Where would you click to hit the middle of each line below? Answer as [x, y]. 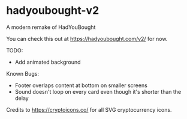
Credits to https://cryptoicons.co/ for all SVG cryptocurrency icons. [89, 109]
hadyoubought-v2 [53, 11]
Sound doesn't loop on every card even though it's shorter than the [98, 91]
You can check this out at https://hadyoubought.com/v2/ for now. [87, 38]
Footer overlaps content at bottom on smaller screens [81, 85]
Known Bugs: [22, 73]
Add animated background [48, 62]
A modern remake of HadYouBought [51, 27]
